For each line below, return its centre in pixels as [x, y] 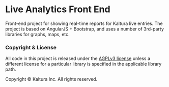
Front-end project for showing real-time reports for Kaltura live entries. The [84, 23]
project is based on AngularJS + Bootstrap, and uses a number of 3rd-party [85, 28]
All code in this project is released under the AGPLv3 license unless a [78, 59]
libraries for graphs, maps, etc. [37, 34]
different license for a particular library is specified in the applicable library [83, 64]
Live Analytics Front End [58, 9]
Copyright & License [31, 47]
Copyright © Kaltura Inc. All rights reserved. [51, 79]
